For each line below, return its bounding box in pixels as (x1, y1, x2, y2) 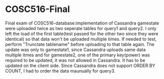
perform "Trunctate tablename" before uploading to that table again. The (5, 41, 155, 47)
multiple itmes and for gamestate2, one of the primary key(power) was (5, 51, 151, 58)
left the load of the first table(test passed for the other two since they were (5, 30, 159, 36)
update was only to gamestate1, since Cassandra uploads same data (5, 46, 146, 52)
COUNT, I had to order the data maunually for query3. (5, 67, 116, 73)
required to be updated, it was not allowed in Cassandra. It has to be (5, 57, 146, 63)
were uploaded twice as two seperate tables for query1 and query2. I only (5, 25, 157, 31)
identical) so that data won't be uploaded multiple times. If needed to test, (5, 36, 157, 42)
